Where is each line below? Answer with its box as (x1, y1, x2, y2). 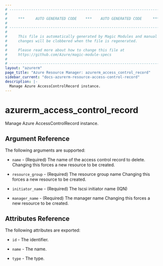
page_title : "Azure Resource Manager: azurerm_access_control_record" (5, 70, 151, 75)
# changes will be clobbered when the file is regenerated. (5, 39, 138, 44)
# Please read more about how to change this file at (5, 47, 125, 52)
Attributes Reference (5, 214, 70, 223)
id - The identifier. (12, 237, 49, 243)
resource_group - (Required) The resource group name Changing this (12, 172, 150, 177)
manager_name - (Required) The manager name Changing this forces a (12, 195, 150, 201)
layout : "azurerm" (5, 66, 42, 71)
